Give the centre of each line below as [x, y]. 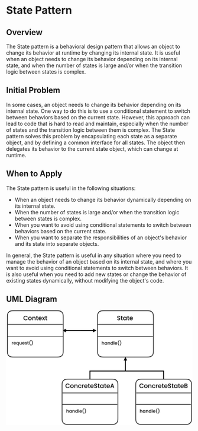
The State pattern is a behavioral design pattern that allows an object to [93, 46]
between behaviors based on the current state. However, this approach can [98, 117]
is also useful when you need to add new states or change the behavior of [96, 274]
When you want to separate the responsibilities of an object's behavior [101, 237]
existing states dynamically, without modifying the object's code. [85, 280]
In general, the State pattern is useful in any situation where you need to [94, 255]
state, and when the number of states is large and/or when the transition [94, 65]
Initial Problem [33, 91]
